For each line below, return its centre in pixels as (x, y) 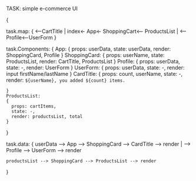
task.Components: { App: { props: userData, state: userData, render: (89, 49)
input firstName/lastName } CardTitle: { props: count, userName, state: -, (94, 74)
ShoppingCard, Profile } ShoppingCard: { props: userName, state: (85, 55)
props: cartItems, (34, 106)
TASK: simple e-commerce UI (42, 9)
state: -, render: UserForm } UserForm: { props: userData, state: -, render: (95, 68)
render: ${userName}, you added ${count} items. (66, 80)
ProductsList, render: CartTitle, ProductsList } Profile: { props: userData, (93, 61)
